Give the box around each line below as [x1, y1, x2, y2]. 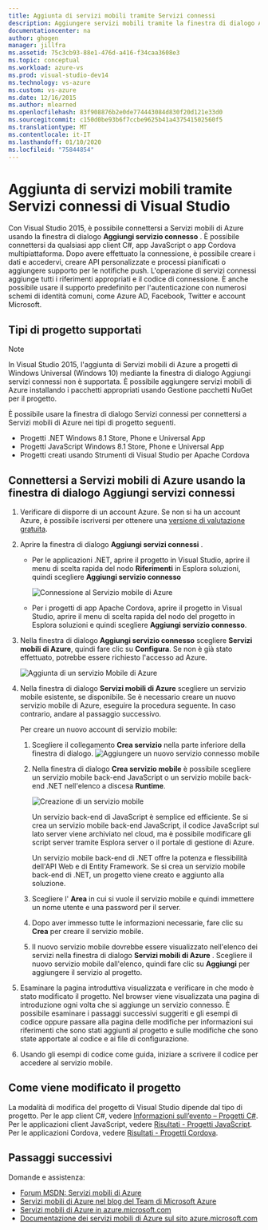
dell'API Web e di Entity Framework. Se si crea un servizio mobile [31, 861, 246, 871]
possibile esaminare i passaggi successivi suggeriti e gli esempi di [19, 1008, 238, 1018]
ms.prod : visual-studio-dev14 [8, 71, 109, 79]
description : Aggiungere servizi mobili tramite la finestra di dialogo [8, 19, 255, 27]
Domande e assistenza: [8, 1172, 85, 1182]
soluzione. [31, 878, 66, 888]
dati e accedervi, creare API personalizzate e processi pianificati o [8, 258, 226, 267]
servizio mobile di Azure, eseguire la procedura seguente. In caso [19, 701, 236, 710]
